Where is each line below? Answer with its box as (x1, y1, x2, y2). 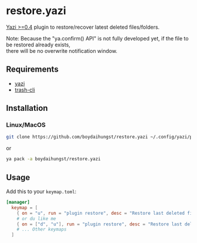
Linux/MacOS (6, 121, 46, 129)
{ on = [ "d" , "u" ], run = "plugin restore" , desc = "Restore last (16, 221, 182, 227)
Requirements (6, 65, 59, 75)
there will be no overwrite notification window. (6, 47, 118, 54)
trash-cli (14, 86, 35, 93)
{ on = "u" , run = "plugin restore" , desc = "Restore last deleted (16, 210, 185, 216)
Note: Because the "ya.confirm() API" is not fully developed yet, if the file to (6, 35, 189, 42)
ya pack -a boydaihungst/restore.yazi (6, 156, 101, 162)
